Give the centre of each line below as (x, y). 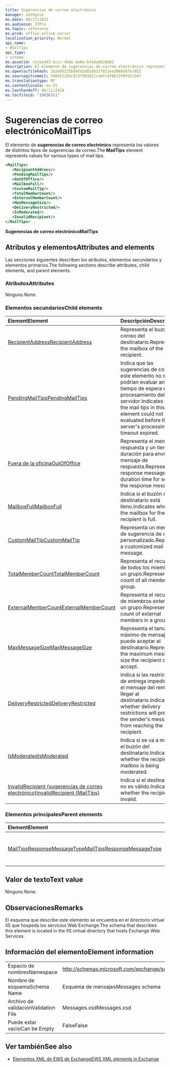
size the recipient (141, 660)
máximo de (134, 635)
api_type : (16, 52)
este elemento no (141, 376)
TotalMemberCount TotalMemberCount (54, 574)
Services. (15, 936)
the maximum (137, 654)
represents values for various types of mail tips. (55, 156)
